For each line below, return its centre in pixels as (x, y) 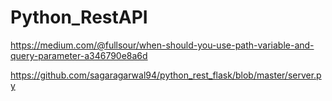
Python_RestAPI (79, 17)
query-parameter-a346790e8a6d (79, 55)
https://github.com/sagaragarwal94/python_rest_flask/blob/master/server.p (166, 75)
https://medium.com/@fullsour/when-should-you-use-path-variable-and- (162, 45)
